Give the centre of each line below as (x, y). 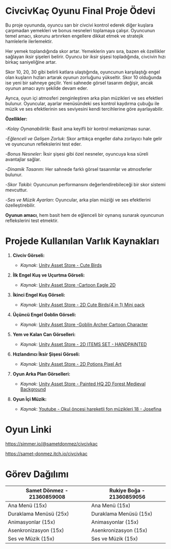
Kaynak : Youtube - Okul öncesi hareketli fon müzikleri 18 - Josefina (91, 409)
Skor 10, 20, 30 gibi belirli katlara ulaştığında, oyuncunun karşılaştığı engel (83, 72)
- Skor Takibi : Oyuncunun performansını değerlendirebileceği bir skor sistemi (85, 184)
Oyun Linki (28, 430)
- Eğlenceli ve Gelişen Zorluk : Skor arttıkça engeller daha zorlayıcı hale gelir (84, 138)
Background (33, 389)
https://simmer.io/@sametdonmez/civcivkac (51, 443)
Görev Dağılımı (37, 474)
